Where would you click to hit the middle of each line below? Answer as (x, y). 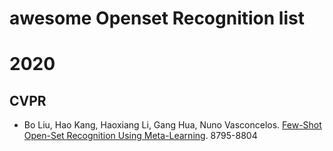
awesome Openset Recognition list (157, 18)
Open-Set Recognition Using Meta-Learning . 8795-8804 (140, 136)
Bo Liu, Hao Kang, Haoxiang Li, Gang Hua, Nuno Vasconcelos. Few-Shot (172, 125)
